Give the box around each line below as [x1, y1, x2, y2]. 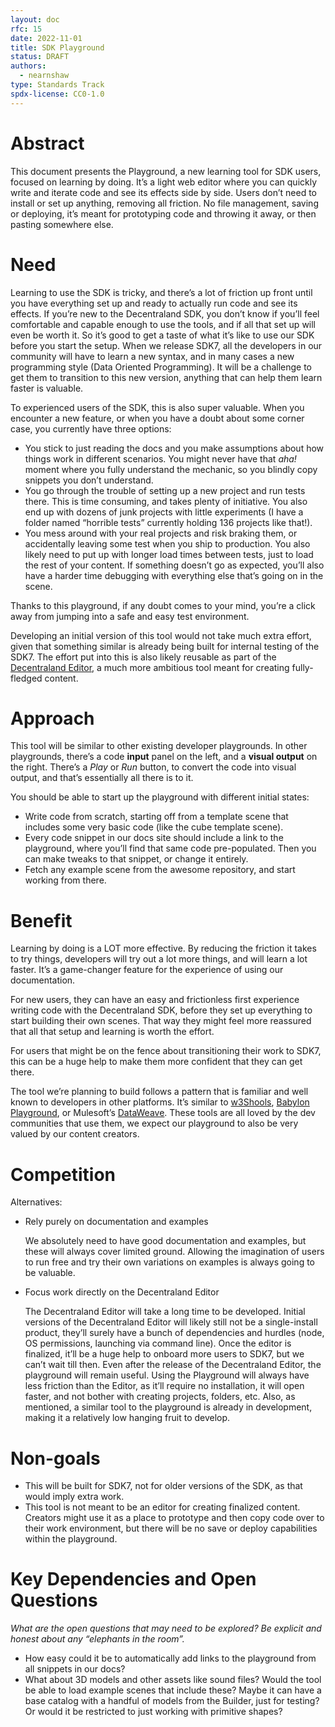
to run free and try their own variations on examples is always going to [24, 1256, 315, 1268]
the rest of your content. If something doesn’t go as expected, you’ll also [24, 559, 325, 571]
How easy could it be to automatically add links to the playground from [24, 1652, 317, 1665]
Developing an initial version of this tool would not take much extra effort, [10, 629, 312, 641]
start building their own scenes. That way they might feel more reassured [10, 1015, 312, 1027]
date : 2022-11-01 [10, 33, 83, 43]
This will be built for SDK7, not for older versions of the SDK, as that [24, 1480, 303, 1492]
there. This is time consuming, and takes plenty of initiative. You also [24, 495, 308, 507]
